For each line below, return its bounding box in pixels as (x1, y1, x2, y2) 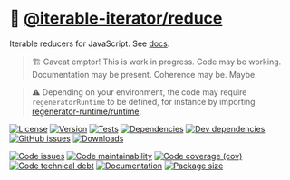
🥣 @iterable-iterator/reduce (9, 8, 223, 29)
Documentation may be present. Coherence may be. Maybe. (31, 69, 257, 80)
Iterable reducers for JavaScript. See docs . (9, 38, 170, 49)
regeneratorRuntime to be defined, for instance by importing (31, 96, 256, 107)
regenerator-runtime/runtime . (31, 106, 142, 117)
